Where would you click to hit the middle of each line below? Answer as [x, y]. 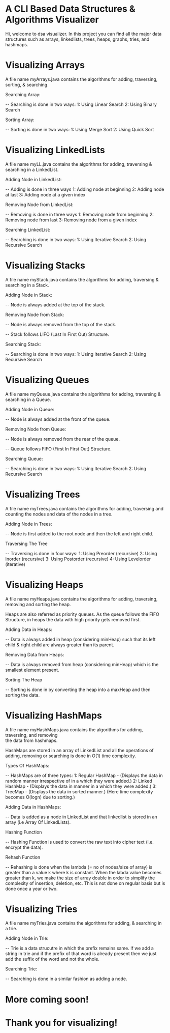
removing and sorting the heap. [38, 604]
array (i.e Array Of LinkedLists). [38, 822]
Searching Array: [23, 94]
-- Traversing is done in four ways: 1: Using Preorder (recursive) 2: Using [81, 553]
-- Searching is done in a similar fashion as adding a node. [66, 979]
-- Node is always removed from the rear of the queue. [63, 439]
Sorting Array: [20, 120]
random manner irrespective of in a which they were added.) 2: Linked [79, 781]
